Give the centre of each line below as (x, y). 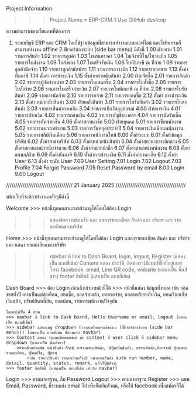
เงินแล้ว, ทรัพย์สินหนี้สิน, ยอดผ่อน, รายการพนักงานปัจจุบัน (62, 301)
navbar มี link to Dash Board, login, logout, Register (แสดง (117, 256)
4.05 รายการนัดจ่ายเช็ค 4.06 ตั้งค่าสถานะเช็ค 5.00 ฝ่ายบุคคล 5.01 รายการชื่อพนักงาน (98, 122)
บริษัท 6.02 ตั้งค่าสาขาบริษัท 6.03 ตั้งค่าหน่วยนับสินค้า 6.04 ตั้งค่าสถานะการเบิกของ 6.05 (102, 141)
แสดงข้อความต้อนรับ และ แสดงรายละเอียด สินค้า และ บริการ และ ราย (115, 220)
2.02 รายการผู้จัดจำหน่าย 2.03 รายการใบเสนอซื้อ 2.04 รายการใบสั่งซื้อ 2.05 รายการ (98, 82)
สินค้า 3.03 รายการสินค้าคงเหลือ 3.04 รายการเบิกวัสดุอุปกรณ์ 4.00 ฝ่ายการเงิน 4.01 (97, 108)
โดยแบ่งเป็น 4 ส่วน (23, 312)
